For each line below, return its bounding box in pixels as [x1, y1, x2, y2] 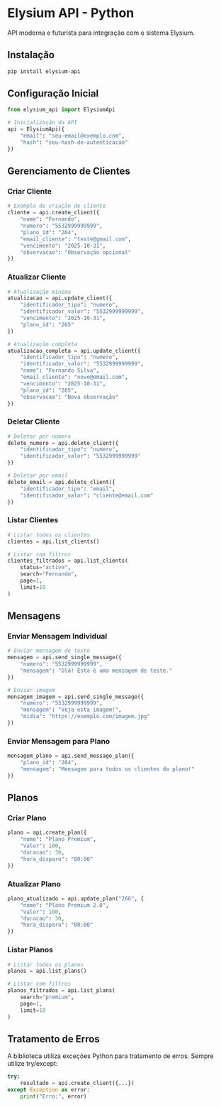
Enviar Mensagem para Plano [7, 736, 110, 746]
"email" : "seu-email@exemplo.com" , [20, 133, 125, 140]
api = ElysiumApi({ [7, 126, 65, 133]
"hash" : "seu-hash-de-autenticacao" [20, 138, 129, 146]
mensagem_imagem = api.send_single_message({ [7, 693, 144, 700]
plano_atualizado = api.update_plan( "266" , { [7, 895, 144, 902]
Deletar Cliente [7, 417, 60, 426]
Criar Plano [7, 813, 47, 823]
